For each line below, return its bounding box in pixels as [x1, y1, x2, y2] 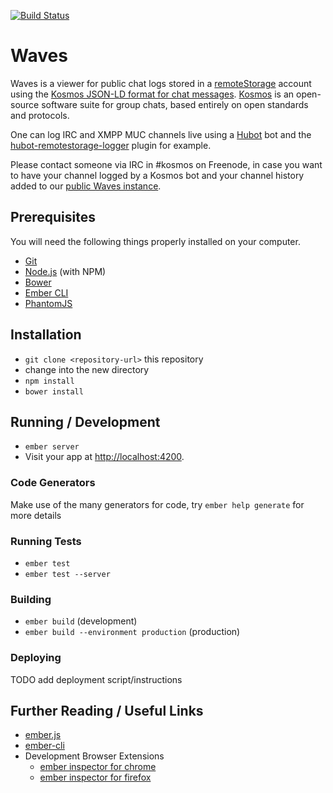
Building [10, 592, 52, 606]
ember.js [24, 729, 62, 741]
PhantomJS [24, 297, 73, 309]
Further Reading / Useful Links [10, 702, 204, 719]
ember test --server [24, 569, 111, 579]
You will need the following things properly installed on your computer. [10, 235, 301, 247]
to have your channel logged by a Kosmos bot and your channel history [10, 169, 305, 181]
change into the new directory [24, 363, 150, 375]
